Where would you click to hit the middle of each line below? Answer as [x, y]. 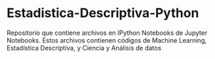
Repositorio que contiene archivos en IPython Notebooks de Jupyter [107, 33]
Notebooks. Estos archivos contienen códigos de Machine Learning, [107, 40]
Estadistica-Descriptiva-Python [103, 13]
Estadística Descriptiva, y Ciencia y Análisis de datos [84, 48]
